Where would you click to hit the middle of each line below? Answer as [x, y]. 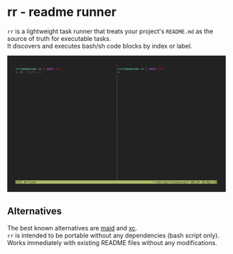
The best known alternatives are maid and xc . [72, 228]
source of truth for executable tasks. [59, 38]
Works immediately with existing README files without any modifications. [112, 242]
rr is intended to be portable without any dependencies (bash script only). [113, 235]
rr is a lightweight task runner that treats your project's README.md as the [110, 31]
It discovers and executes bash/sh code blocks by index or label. [100, 46]
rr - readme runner [62, 12]
